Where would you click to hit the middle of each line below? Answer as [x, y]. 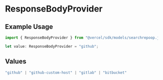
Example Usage [29, 27]
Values [16, 61]
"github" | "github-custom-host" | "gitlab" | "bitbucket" [66, 73]
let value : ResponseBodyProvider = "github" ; [52, 46]
